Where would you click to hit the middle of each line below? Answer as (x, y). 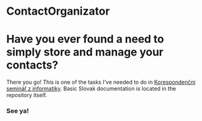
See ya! (18, 111)
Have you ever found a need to (85, 39)
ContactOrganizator (58, 11)
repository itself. (27, 95)
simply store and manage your (85, 52)
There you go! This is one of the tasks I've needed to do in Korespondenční (101, 82)
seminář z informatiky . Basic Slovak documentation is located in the (91, 89)
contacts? (32, 65)
